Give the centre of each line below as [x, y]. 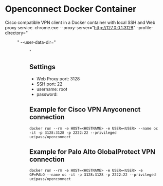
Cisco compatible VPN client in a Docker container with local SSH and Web [80, 22]
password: [47, 94]
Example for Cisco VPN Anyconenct [85, 110]
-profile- [145, 27]
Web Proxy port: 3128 [58, 78]
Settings [43, 67]
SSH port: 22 [49, 84]
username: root [52, 89]
